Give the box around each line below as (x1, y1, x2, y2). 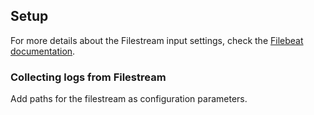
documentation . (10, 45, 76, 57)
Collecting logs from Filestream (10, 70, 167, 84)
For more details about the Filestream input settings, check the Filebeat (10, 34, 304, 46)
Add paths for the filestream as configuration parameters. (10, 93, 248, 105)
